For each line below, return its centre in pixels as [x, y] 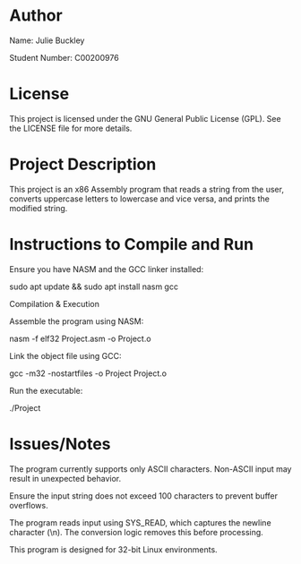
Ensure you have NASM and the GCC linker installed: [107, 269]
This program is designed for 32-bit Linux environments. [113, 549]
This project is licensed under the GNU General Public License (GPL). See [145, 118]
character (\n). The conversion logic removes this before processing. [137, 532]
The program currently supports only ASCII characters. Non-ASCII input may [150, 469]
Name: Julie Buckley [47, 40]
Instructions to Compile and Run [131, 244]
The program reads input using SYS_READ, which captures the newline [140, 522]
